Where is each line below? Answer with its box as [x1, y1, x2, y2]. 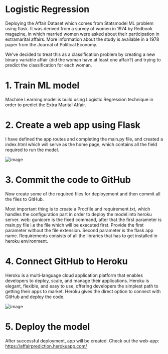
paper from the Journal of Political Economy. [5, 41, 98, 47]
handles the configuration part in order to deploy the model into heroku [5, 211, 152, 217]
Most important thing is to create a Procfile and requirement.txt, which [5, 205, 150, 212]
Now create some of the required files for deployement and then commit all [5, 190, 160, 197]
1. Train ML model [5, 80, 80, 91]
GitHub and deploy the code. [5, 294, 65, 300]
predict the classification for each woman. [5, 62, 92, 68]
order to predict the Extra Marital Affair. [5, 102, 86, 108]
